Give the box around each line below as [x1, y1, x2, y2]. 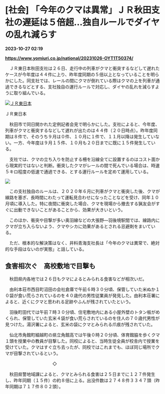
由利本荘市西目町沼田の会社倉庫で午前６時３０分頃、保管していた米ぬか [9, 286, 156, 292]
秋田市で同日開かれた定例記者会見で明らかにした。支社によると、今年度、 [9, 121, 160, 127]
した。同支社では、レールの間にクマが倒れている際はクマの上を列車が [13, 77, 156, 84]
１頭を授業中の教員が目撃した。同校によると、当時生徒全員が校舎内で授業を [5, 338, 160, 344]
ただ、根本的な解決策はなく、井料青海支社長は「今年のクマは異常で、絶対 [9, 240, 160, 246]
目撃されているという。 [13, 350, 61, 356]
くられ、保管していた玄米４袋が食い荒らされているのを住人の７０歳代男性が [5, 315, 160, 321]
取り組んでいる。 [13, 90, 48, 96]
